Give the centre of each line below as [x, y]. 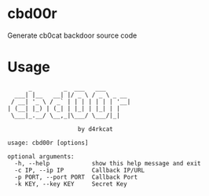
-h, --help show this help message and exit [108, 163]
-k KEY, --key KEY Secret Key [71, 184]
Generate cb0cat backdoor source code [72, 35]
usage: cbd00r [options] [48, 143]
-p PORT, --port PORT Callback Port [76, 177]
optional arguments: [41, 156]
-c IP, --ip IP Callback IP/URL [80, 170]
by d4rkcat [95, 129]
